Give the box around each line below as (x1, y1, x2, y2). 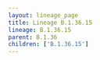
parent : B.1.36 (8, 33, 58, 41)
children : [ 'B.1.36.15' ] (8, 41, 89, 48)
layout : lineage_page (8, 11, 79, 19)
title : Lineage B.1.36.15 (8, 19, 92, 26)
